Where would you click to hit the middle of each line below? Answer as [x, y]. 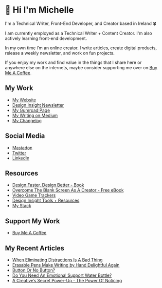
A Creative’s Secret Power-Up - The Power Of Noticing [67, 280]
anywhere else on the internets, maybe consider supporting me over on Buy [81, 67]
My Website [24, 100]
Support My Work [32, 221]
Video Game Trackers [34, 195]
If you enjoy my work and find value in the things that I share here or [73, 62]
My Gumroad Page [31, 110]
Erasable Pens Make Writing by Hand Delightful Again [66, 265]
